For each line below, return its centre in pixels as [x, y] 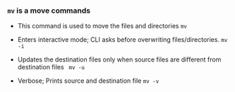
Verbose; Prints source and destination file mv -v [88, 81]
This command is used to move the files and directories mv [102, 26]
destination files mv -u [51, 67]
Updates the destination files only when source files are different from [119, 59]
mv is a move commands [49, 11]
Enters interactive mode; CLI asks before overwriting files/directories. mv [122, 40]
